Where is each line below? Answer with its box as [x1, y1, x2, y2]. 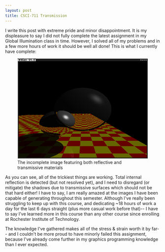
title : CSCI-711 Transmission [5, 13, 67, 18]
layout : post [5, 8, 32, 13]
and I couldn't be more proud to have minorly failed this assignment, [8, 231, 147, 237]
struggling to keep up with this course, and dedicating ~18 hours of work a [5, 200, 157, 206]
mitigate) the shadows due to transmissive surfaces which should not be [5, 184, 153, 190]
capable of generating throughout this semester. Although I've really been [5, 195, 155, 201]
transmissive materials [17, 165, 63, 170]
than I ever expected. [5, 241, 48, 247]
